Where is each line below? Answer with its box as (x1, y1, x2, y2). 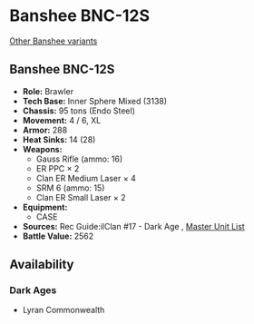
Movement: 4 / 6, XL (22, 114, 102, 125)
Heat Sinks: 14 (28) (22, 133, 96, 145)
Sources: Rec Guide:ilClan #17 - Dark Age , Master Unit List (22, 221, 245, 231)
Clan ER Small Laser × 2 (35, 191, 126, 202)
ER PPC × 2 (35, 162, 80, 173)
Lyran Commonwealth (22, 305, 105, 316)
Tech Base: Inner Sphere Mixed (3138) (22, 95, 168, 106)
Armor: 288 (22, 124, 68, 135)
